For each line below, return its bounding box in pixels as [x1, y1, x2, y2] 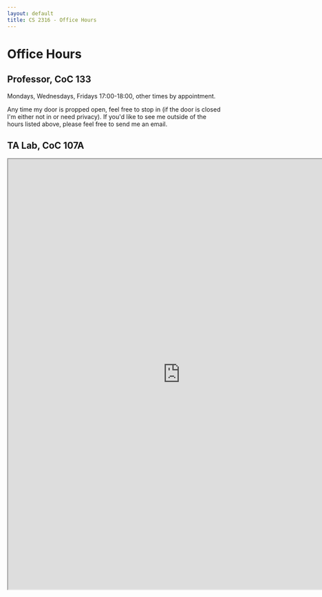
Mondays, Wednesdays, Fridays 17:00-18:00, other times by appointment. [7, 92, 216, 100]
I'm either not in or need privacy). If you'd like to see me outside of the [7, 112, 206, 121]
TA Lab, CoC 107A [7, 139, 85, 151]
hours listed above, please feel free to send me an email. [7, 120, 168, 128]
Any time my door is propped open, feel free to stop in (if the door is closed [7, 105, 221, 114]
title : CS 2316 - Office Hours [7, 17, 97, 23]
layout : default [7, 10, 54, 17]
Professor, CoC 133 [7, 74, 92, 85]
